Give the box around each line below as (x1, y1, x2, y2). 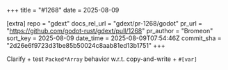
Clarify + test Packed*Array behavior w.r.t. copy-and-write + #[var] (6, 55, 197, 63)
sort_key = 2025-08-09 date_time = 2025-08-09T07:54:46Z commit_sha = (6, 34, 222, 42)
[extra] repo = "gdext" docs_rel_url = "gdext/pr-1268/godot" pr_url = (6, 19, 203, 27)
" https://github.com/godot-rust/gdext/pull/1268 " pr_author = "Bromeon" (6, 27, 213, 35)
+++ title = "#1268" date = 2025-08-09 (6, 6, 120, 14)
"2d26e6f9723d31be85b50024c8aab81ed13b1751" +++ (6, 42, 166, 49)
